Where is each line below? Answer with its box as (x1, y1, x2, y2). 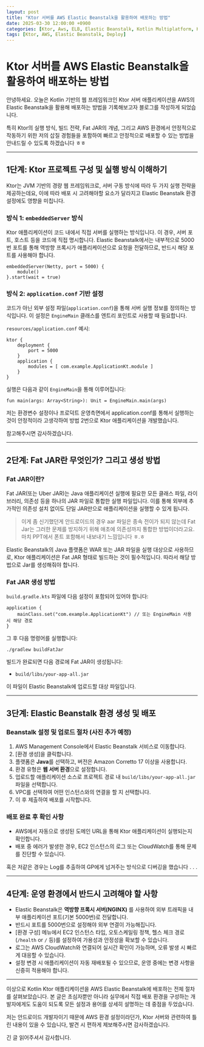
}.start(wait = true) (6, 274, 61, 280)
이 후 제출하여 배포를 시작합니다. (15, 796, 92, 803)
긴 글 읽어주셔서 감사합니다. (6, 1034, 72, 1042)
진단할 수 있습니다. (21, 851, 66, 858)
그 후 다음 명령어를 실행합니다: (6, 635, 78, 642)
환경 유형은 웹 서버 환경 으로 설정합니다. (15, 765, 107, 773)
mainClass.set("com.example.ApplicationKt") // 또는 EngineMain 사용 (17, 612, 192, 618)
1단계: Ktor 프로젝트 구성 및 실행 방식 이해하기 (6, 165, 168, 175)
